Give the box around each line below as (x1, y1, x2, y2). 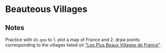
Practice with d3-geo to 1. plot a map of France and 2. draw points (5, 36, 140, 42)
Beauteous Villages (5, 3, 87, 15)
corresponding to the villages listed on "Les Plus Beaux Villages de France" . (5, 42, 161, 48)
